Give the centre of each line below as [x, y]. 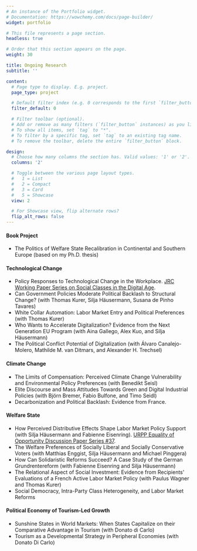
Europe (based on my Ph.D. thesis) [56, 255]
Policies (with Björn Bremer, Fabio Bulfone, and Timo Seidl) [86, 396]
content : [17, 81]
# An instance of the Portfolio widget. [56, 11]
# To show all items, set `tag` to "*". [61, 130]
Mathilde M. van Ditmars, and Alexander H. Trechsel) [98, 350]
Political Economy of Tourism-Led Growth [58, 510]
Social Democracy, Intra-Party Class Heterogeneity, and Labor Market [99, 491]
